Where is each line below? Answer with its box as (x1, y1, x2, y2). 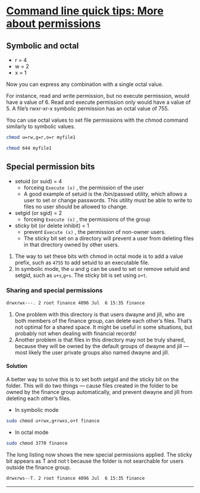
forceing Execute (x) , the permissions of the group (23, 215, 151, 223)
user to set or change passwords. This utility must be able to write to (23, 196, 192, 204)
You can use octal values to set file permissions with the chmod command (6, 116, 189, 124)
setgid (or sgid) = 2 (14, 209, 62, 216)
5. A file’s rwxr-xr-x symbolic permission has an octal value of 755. (6, 105, 170, 112)
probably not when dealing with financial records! (14, 329, 137, 337)
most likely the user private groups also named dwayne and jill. (14, 349, 170, 356)
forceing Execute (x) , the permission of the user (23, 184, 144, 191)
